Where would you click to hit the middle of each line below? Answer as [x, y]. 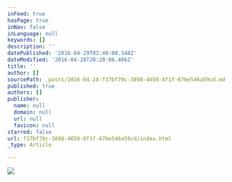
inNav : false [26, 27]
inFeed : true [26, 14]
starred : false [30, 132]
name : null [30, 106]
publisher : [23, 99]
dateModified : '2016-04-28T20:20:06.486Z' [71, 60]
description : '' [31, 47]
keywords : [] [26, 40]
